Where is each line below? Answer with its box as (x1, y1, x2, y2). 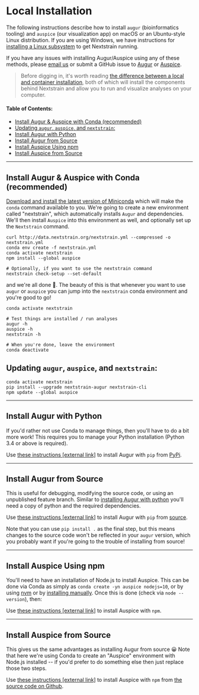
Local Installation (6, 4, 92, 18)
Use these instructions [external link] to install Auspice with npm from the (6, 677, 182, 684)
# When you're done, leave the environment (6, 342, 115, 347)
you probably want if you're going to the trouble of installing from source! (6, 538, 185, 545)
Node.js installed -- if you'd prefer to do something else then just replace (6, 659, 184, 666)
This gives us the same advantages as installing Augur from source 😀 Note (6, 646, 191, 653)
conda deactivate (6, 347, 49, 353)
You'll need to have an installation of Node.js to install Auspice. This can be (6, 577, 190, 584)
